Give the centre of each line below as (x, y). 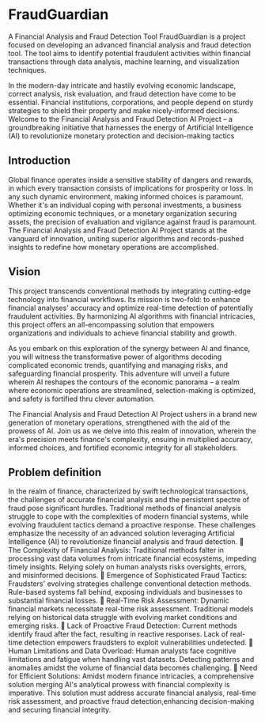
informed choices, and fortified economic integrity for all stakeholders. (123, 448)
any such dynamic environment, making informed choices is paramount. (126, 196)
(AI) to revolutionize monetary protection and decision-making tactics (121, 135)
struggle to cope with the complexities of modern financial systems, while (129, 516)
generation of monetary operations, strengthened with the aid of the (119, 422)
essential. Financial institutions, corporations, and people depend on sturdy (131, 102)
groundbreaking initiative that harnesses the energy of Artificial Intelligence (131, 127)
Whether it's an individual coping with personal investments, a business (125, 205)
